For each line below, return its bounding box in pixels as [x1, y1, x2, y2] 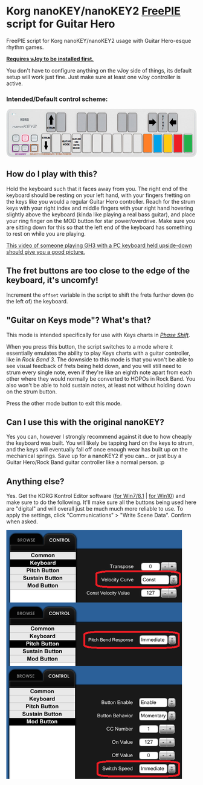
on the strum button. [6, 388, 57, 395]
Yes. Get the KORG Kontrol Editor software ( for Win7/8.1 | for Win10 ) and [6, 493, 185, 500]
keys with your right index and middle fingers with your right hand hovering [6, 204, 193, 212]
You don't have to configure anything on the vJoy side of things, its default [6, 66, 192, 74]
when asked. [6, 518, 38, 525]
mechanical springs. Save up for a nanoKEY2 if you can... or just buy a [6, 452, 182, 460]
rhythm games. [6, 44, 44, 51]
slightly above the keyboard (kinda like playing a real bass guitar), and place [6, 210, 195, 218]
